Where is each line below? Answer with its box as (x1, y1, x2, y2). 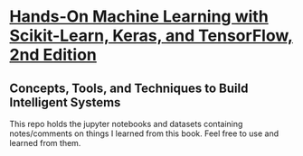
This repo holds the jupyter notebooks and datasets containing (9, 119, 243, 129)
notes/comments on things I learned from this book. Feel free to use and (9, 128, 279, 139)
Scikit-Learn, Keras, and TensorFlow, (9, 25, 294, 46)
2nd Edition (9, 45, 98, 65)
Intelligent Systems (9, 95, 121, 110)
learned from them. (9, 138, 81, 148)
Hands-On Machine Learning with (9, 6, 269, 27)
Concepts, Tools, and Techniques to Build (9, 80, 249, 96)
